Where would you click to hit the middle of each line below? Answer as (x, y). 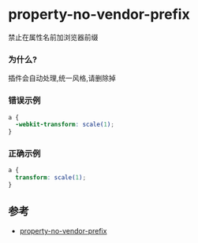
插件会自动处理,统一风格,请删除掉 (62, 78)
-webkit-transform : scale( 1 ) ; (65, 125)
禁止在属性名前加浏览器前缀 (53, 37)
